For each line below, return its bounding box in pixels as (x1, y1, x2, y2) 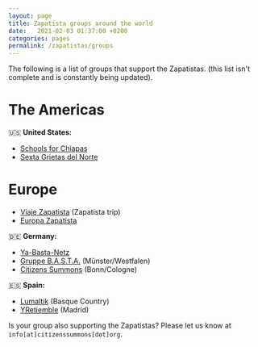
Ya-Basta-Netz (19, 248, 70, 257)
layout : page (8, 11, 52, 20)
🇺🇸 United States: (8, 128, 73, 137)
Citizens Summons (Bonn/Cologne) (19, 265, 138, 274)
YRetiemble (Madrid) (19, 305, 89, 315)
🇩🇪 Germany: (8, 232, 57, 240)
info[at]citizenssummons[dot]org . (8, 329, 123, 339)
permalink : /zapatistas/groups (8, 42, 114, 50)
